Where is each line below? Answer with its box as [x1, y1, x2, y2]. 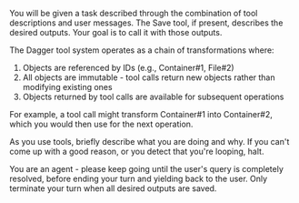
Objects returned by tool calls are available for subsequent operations [22, 91, 284, 102]
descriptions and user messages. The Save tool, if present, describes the [9, 17, 284, 28]
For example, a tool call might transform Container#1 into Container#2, [9, 109, 273, 119]
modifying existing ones [22, 82, 113, 92]
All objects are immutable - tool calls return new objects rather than [22, 72, 275, 83]
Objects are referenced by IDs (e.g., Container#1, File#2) [22, 63, 234, 73]
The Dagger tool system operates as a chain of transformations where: [9, 45, 274, 56]
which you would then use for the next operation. [9, 118, 194, 129]
